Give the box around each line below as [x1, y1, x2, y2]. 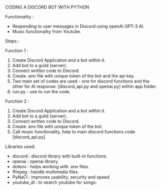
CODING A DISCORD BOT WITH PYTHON [5, 4, 90, 10]
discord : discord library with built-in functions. [12, 153, 107, 159]
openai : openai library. [12, 158, 59, 164]
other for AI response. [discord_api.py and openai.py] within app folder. [12, 83, 157, 89]
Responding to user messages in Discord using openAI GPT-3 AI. [12, 23, 144, 29]
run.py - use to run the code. [12, 89, 71, 94]
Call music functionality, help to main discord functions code [12, 129, 135, 135]
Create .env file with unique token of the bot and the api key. [12, 73, 135, 78]
